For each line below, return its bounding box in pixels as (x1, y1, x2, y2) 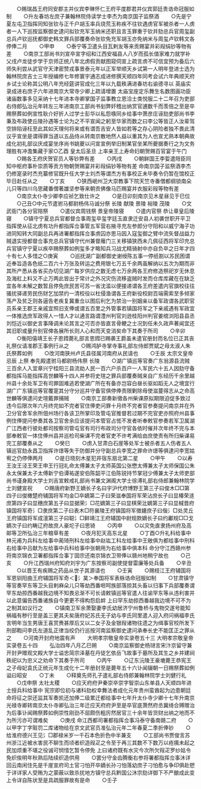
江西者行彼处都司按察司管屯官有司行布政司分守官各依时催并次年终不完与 (11, 425, 190, 431)
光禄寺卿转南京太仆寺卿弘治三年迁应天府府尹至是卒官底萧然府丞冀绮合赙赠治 (6, 702, 195, 709)
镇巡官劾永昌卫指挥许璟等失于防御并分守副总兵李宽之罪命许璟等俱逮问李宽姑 (6, 447, 195, 454)
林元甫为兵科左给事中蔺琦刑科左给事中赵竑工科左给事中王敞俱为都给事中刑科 (6, 537, 195, 544)
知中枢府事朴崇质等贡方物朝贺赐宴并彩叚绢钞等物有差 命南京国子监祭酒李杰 (6, 162, 191, 170)
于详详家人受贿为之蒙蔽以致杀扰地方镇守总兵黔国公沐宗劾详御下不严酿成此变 (6, 769, 195, 776)
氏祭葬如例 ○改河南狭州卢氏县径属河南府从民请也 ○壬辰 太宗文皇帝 (6, 350, 193, 356)
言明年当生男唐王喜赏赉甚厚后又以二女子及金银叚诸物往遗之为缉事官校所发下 (6, 619, 195, 626)
